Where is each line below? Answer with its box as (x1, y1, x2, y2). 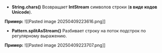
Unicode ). (11, 9, 32, 15)
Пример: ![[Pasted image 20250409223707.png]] (4, 42, 106, 48)
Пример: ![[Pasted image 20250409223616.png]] (4, 19, 106, 24)
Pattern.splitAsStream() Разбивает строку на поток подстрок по (11, 28, 146, 33)
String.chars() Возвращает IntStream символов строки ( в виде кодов (11, 4, 158, 10)
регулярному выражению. (11, 33, 67, 39)
